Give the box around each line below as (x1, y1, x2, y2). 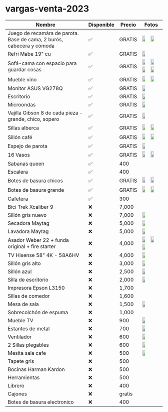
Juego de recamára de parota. (7, 30, 79, 37)
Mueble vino (7, 76, 37, 83)
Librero (7, 382, 25, 389)
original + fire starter (7, 243, 56, 250)
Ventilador (7, 333, 32, 340)
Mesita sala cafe (7, 349, 46, 356)
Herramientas (7, 374, 40, 381)
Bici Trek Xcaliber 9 (7, 203, 53, 210)
